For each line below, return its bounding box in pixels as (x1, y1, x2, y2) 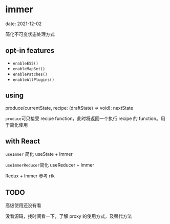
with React (5, 137, 40, 146)
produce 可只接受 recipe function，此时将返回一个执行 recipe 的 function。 (5, 115, 161, 121)
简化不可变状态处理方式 (5, 31, 55, 37)
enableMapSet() (12, 66, 46, 71)
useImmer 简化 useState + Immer (5, 151, 73, 157)
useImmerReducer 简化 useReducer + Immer (5, 162, 95, 168)
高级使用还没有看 (5, 202, 41, 209)
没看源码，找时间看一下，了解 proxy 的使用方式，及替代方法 (5, 213, 132, 219)
